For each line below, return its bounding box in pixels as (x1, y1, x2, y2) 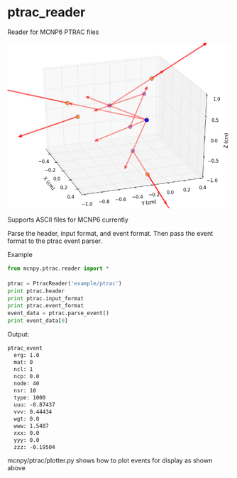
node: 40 (13, 380, 40, 387)
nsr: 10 (13, 387, 37, 394)
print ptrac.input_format (7, 295, 84, 302)
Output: (7, 330, 30, 338)
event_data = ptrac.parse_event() (7, 309, 110, 317)
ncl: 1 (13, 366, 33, 373)
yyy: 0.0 (13, 437, 40, 444)
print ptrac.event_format (7, 302, 84, 309)
